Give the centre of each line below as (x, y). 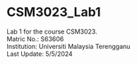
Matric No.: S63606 (35, 38)
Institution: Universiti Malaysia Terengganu (68, 46)
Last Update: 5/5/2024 (40, 54)
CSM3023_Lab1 (54, 12)
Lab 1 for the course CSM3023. (52, 31)
